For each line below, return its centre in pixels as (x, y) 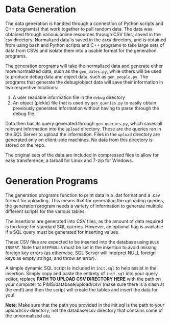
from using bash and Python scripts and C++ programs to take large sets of (85, 45)
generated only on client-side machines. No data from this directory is (79, 140)
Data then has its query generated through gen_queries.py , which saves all (84, 123)
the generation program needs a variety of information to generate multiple (84, 206)
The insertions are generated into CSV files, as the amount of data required (84, 221)
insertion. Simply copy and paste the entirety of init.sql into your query (82, 273)
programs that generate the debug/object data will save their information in (84, 82)
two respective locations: (32, 87)
